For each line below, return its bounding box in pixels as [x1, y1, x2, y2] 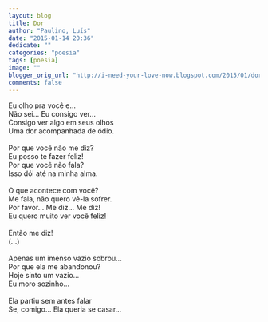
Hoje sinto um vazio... [8, 270, 80, 280]
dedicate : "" [8, 42, 52, 50]
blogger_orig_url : [8, 71, 69, 79]
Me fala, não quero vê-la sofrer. [8, 193, 112, 204]
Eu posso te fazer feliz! [8, 151, 84, 161]
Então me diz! [8, 228, 53, 237]
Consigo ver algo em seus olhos [8, 117, 114, 127]
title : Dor [8, 19, 45, 27]
